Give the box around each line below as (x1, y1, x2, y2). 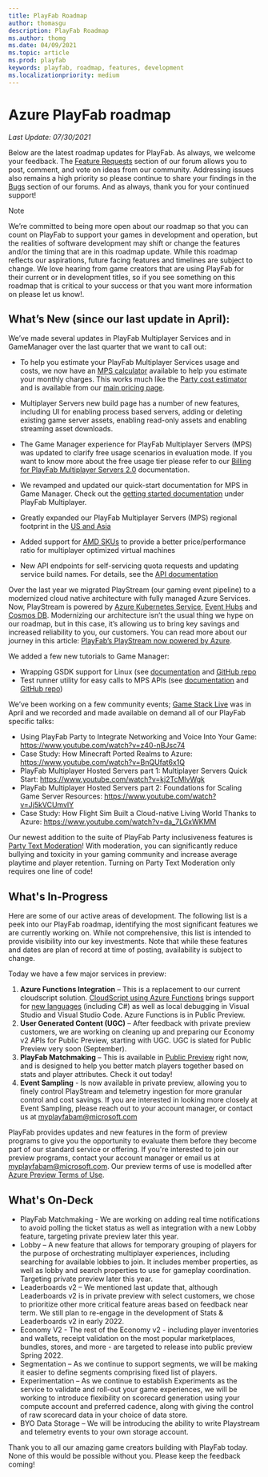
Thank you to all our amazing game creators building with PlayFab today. (8, 1443, 248, 1452)
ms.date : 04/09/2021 (8, 42, 78, 50)
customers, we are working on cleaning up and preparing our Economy (19, 1027, 254, 1037)
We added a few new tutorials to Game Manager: (8, 651, 170, 661)
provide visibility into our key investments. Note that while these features (8, 937, 248, 947)
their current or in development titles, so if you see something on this (8, 272, 236, 282)
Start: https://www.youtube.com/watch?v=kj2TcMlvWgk (19, 775, 206, 784)
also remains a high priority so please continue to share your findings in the (8, 173, 257, 182)
